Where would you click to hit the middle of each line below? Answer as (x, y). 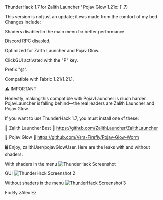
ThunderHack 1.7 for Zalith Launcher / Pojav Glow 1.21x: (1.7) (67, 7)
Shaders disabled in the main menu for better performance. (65, 31)
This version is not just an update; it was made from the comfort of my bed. (82, 17)
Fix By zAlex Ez (21, 192)
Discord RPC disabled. (28, 41)
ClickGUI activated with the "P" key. (41, 60)
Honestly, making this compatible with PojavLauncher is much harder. (76, 98)
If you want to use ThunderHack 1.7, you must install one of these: (72, 118)
